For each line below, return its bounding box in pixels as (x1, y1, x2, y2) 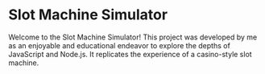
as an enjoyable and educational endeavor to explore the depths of (8, 40, 231, 50)
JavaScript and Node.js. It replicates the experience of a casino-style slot (8, 49, 252, 59)
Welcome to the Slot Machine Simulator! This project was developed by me (8, 32, 258, 42)
